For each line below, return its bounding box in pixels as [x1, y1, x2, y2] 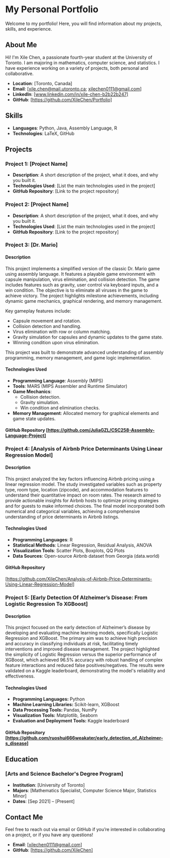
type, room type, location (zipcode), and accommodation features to [5, 486, 149, 492]
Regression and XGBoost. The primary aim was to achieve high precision [5, 635, 157, 641]
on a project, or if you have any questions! [5, 832, 93, 838]
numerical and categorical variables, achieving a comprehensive [5, 508, 141, 514]
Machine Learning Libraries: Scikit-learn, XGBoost [12, 701, 120, 708]
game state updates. [12, 415, 56, 422]
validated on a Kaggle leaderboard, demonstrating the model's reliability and [5, 668, 165, 674]
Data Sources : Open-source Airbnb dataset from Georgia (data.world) [12, 553, 160, 559]
